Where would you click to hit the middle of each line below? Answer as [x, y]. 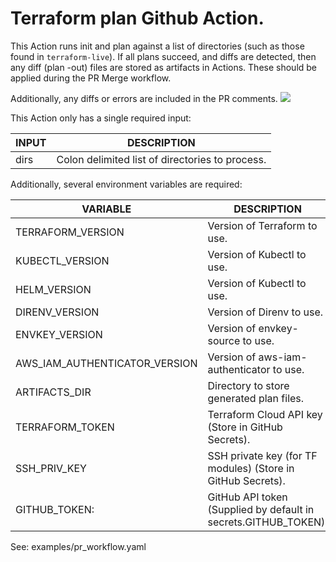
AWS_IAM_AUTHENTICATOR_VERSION [106, 363]
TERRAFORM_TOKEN [65, 427]
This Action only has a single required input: [101, 118]
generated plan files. [256, 398]
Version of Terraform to [262, 225]
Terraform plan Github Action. [137, 18]
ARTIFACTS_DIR [53, 392]
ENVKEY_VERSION [59, 334]
